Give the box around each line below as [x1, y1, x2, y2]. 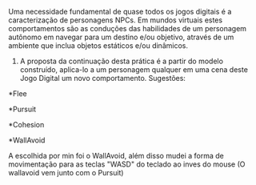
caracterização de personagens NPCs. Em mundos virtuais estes [8, 15, 222, 25]
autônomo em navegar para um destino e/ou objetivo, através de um [8, 32, 234, 42]
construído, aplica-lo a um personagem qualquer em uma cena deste [19, 65, 248, 74]
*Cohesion [8, 120, 45, 129]
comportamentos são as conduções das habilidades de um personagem [8, 24, 246, 33]
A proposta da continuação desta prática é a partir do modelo [19, 56, 224, 66]
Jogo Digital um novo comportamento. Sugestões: [19, 74, 186, 82]
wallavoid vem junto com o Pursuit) [8, 168, 124, 177]
